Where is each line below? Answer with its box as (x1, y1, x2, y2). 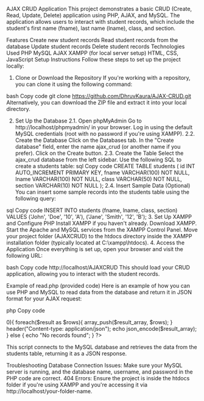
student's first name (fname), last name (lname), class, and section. (6, 24, 175, 32)
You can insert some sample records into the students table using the (15, 188, 190, 196)
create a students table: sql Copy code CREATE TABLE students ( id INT (15, 163, 195, 169)
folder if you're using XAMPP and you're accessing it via (6, 381, 148, 388)
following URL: (6, 252, 43, 259)
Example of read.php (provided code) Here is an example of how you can (6, 282, 191, 289)
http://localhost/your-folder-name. (6, 388, 93, 395)
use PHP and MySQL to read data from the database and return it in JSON (6, 289, 192, 296)
